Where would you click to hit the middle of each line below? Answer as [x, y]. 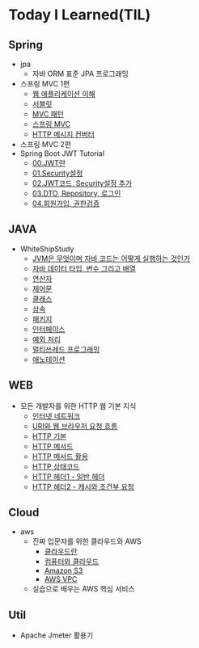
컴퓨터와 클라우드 [72, 562]
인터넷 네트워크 [56, 416]
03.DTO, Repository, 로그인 [76, 193]
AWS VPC [61, 579]
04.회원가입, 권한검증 [66, 203]
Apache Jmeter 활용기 [57, 635]
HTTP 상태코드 [56, 466]
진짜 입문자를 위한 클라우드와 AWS [87, 541]
